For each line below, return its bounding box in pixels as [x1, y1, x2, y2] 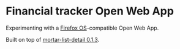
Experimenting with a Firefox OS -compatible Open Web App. [6, 24, 159, 31]
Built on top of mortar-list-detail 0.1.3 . [6, 36, 100, 43]
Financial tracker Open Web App [6, 4, 174, 18]
